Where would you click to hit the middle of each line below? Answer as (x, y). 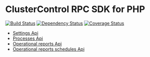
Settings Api (25, 33)
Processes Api (28, 38)
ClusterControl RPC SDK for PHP (75, 9)
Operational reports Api (37, 43)
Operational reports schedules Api (49, 49)
